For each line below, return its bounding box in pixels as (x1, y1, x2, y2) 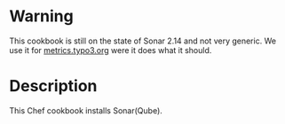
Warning (9, 6, 74, 27)
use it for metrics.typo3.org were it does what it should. (9, 44, 212, 55)
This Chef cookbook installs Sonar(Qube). (9, 105, 162, 116)
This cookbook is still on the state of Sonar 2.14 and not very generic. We (9, 35, 277, 46)
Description (9, 76, 98, 97)
